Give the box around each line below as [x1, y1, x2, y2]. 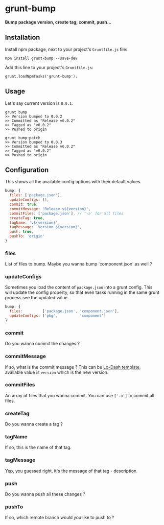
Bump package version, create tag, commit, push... [5, 19, 112, 25]
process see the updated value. [5, 295, 69, 301]
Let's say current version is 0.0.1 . [5, 100, 73, 106]
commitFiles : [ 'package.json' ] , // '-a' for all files [9, 211, 124, 216]
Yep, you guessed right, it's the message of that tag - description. [5, 468, 138, 474]
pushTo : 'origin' [9, 234, 45, 239]
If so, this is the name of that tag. [5, 444, 72, 451]
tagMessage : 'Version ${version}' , [9, 225, 82, 230]
